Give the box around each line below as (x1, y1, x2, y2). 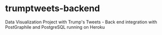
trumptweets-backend (5, 3, 100, 14)
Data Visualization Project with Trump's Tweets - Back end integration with (5, 19, 157, 25)
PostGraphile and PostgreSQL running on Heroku (5, 24, 105, 30)
